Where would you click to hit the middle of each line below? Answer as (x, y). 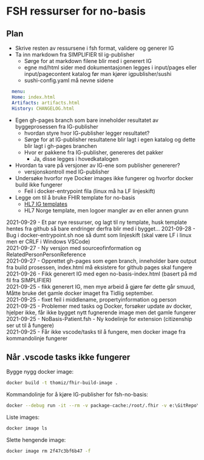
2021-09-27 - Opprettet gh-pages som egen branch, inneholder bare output (101, 261)
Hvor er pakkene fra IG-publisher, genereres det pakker (94, 152)
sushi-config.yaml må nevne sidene (69, 80)
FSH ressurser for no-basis (76, 11)
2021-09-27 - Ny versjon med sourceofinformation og (74, 248)
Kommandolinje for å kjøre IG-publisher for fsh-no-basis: (77, 394)
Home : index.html (34, 97)
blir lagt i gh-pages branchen (60, 146)
